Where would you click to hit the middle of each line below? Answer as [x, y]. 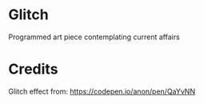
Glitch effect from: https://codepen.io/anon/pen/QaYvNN [102, 91]
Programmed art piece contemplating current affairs [94, 37]
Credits [33, 69]
